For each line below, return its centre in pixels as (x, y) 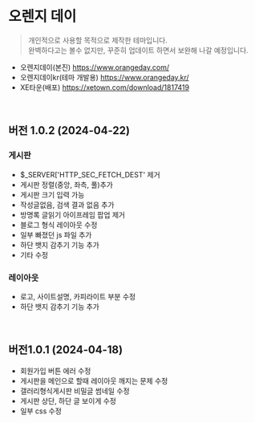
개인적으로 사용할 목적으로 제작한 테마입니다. (98, 40)
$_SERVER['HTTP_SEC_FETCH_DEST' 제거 (90, 174)
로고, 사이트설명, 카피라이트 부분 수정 (78, 296)
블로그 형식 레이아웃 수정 (59, 225)
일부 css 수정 (40, 411)
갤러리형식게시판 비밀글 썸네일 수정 (75, 391)
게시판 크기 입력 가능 (52, 194)
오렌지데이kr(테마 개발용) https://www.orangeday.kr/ (105, 77)
